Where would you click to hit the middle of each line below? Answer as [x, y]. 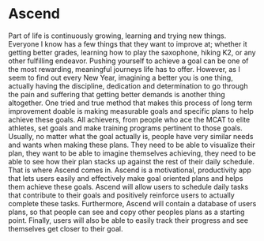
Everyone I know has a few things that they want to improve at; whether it [128, 43]
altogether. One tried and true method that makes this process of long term [130, 103]
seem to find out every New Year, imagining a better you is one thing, [121, 77]
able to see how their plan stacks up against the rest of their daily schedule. [131, 161]
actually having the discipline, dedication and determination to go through [128, 86]
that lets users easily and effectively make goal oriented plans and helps [126, 178]
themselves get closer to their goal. [66, 228]
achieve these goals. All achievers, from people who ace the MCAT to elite [129, 119]
